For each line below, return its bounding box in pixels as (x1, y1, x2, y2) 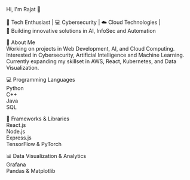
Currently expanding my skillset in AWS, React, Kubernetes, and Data (6, 58, 177, 65)
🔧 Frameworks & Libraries (6, 115, 70, 122)
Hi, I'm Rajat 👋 (6, 6, 41, 13)
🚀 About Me (6, 39, 36, 46)
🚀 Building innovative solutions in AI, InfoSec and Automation (6, 27, 157, 34)
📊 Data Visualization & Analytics (6, 153, 87, 159)
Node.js (6, 128, 26, 135)
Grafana (6, 161, 26, 168)
